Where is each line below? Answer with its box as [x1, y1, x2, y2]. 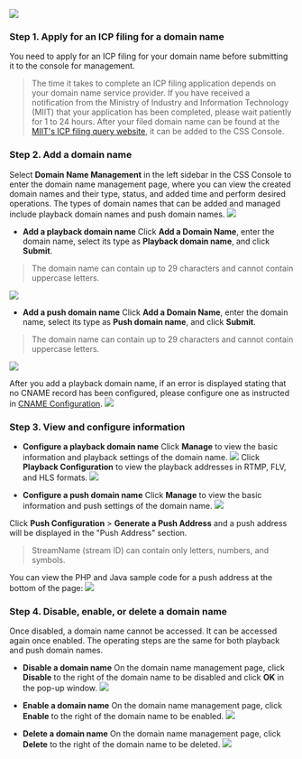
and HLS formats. [22, 472, 88, 483]
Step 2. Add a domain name [9, 149, 133, 162]
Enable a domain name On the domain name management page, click [22, 700, 282, 711]
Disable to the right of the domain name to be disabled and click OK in [22, 672, 284, 683]
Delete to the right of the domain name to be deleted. [22, 739, 221, 750]
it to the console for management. [9, 60, 135, 71]
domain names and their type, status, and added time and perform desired [9, 188, 287, 199]
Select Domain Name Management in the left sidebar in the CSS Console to [9, 169, 292, 180]
